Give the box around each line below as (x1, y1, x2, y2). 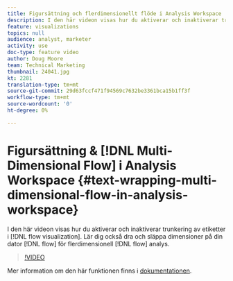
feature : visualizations (7, 23, 79, 30)
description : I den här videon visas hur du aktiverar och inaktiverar (7, 17, 218, 24)
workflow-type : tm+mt (7, 94, 70, 101)
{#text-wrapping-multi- (77, 172, 217, 188)
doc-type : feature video (7, 49, 79, 56)
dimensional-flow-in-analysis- (7, 187, 189, 203)
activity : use (7, 42, 49, 49)
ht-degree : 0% (7, 107, 49, 114)
